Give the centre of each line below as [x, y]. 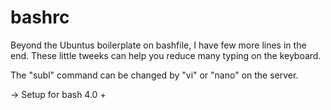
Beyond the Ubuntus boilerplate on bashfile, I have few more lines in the [158, 45]
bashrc [40, 17]
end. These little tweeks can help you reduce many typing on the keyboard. [166, 55]
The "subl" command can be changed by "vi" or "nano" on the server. [154, 75]
